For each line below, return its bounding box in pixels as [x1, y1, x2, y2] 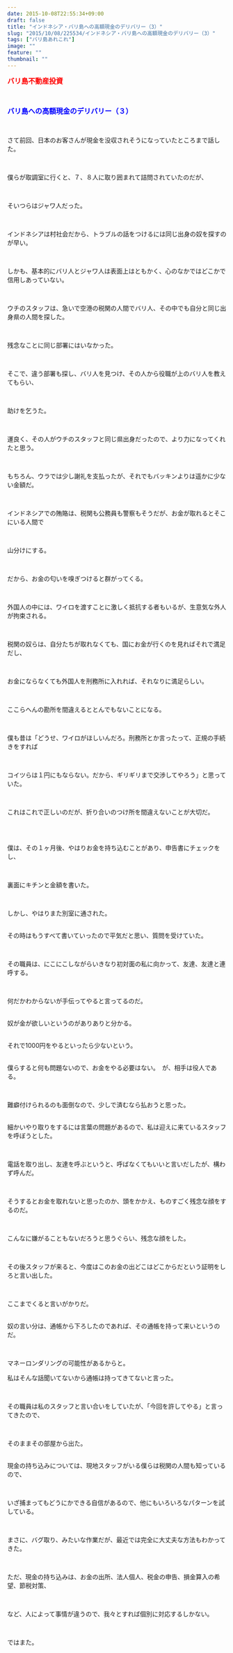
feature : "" [7, 50, 42, 57]
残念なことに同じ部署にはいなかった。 [7, 341, 117, 349]
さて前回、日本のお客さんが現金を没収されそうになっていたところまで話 [7, 135, 214, 144]
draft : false [7, 17, 45, 24]
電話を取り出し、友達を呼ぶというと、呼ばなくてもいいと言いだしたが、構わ [7, 1159, 226, 1168]
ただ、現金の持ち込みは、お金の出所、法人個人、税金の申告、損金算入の [7, 1572, 214, 1581]
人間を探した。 [25, 312, 68, 321]
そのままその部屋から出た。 [7, 1439, 87, 1447]
